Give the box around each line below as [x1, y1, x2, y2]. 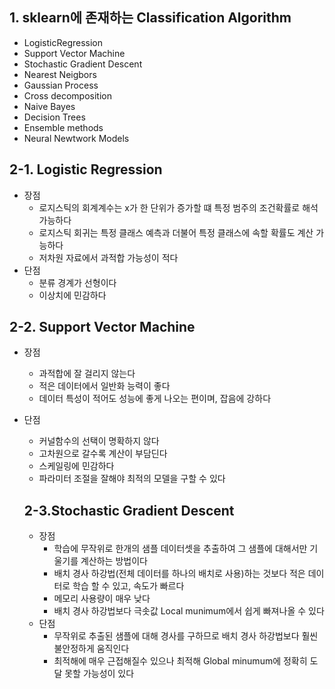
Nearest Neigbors [23, 68, 97, 80]
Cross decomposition [23, 89, 112, 102]
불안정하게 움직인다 [53, 643, 130, 655]
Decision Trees [23, 111, 86, 123]
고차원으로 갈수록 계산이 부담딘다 [38, 448, 168, 460]
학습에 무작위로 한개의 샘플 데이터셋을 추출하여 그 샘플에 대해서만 [53, 543, 308, 555]
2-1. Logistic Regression [9, 161, 163, 178]
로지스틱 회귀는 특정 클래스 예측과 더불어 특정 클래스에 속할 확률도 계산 [38, 226, 314, 238]
